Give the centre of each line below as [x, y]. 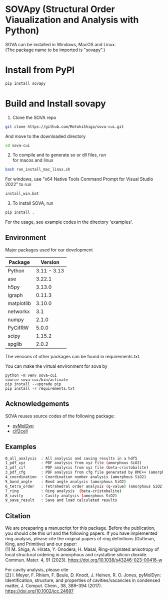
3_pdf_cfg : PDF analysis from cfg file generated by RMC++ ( [78, 473]
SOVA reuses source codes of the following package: [60, 416]
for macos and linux [33, 160]
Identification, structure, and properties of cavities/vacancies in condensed [83, 580]
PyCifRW [18, 328]
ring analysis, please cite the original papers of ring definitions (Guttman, [80, 539]
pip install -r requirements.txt [40, 388]
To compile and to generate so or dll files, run [59, 155]
